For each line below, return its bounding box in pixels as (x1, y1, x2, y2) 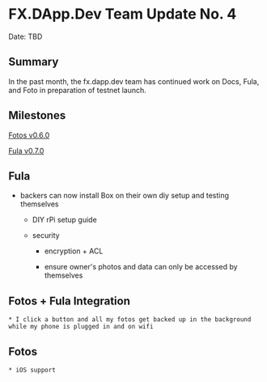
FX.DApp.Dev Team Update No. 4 (8, 5, 237, 23)
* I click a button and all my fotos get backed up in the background (8, 316, 252, 324)
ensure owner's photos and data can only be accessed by (44, 262, 238, 272)
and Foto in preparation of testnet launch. (8, 85, 147, 95)
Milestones (8, 108, 66, 122)
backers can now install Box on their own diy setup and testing (19, 191, 229, 201)
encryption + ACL (44, 246, 104, 256)
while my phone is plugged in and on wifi (8, 323, 154, 331)
